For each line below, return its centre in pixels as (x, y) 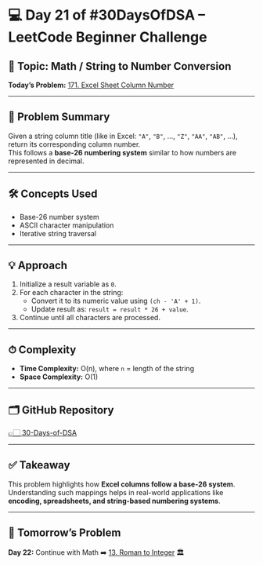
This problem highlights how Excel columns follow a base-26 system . (122, 484)
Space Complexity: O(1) (59, 377)
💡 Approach (38, 266)
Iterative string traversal (58, 233)
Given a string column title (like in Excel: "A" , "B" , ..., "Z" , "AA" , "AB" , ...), (123, 136)
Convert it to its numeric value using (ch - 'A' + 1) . (116, 301)
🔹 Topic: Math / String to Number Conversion (120, 66)
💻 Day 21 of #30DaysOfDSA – (107, 15)
